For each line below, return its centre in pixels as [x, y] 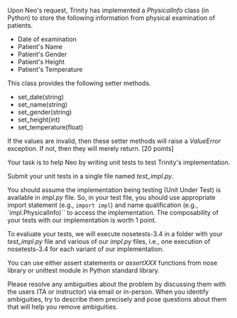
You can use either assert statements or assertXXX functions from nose [112, 263]
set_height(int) [39, 120]
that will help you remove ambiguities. [63, 307]
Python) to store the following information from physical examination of [111, 18]
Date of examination [47, 39]
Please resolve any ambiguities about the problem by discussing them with [117, 284]
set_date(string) [41, 97]
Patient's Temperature [50, 69]
